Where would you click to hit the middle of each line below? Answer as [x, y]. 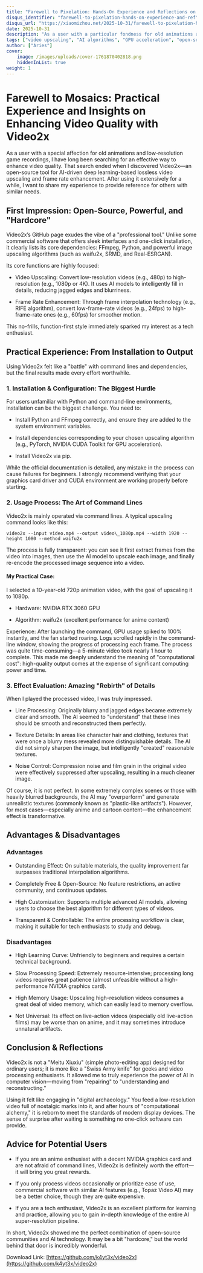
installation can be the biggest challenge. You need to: [74, 408]
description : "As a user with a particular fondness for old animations [100, 34]
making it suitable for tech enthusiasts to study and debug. [88, 926]
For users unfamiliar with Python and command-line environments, [89, 402]
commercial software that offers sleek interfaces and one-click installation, [99, 241]
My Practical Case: [31, 576]
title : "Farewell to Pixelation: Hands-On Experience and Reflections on [101, 12]
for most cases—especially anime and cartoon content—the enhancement [99, 810]
